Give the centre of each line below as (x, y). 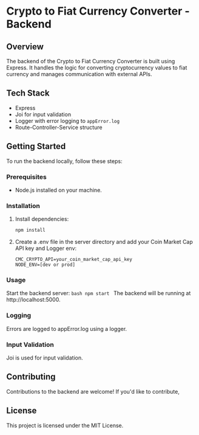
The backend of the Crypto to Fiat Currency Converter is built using (91, 61)
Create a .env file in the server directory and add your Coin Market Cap (104, 242)
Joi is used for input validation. (45, 358)
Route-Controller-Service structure (59, 127)
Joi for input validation (43, 114)
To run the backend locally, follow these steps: (64, 161)
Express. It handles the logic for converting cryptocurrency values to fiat (97, 68)
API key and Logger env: (46, 248)
